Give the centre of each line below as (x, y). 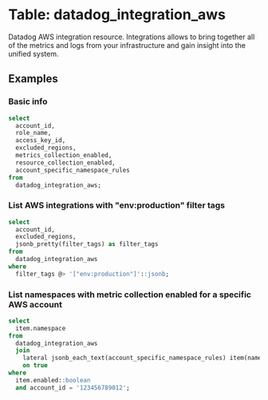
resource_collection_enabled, (65, 162)
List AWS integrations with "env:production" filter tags (117, 205)
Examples (33, 79)
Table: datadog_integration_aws (117, 15)
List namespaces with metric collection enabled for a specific (130, 295)
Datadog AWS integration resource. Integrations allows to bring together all (132, 37)
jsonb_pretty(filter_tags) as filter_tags (87, 244)
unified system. (33, 53)
